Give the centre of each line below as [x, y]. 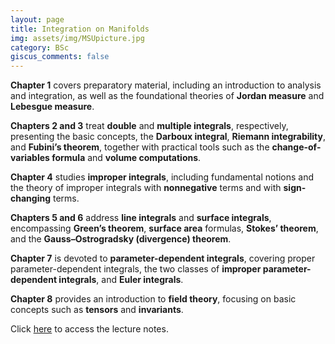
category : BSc [40, 47]
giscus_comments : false [60, 57]
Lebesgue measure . [52, 107]
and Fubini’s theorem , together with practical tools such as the [140, 147]
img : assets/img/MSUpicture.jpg [77, 38]
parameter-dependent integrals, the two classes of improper [136, 269]
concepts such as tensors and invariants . [97, 310]
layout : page [37, 19]
